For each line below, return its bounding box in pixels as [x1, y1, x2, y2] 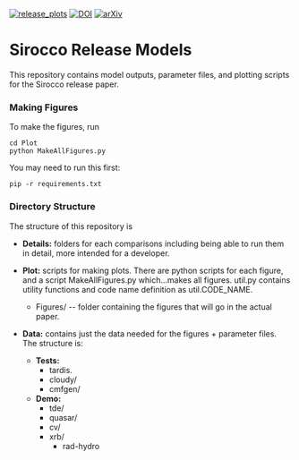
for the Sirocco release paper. [9, 79, 119, 89]
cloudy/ [48, 374, 78, 385]
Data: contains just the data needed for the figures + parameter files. [21, 328, 278, 339]
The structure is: [21, 337, 83, 348]
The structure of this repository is [9, 220, 132, 232]
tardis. [48, 364, 73, 375]
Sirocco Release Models [9, 40, 192, 60]
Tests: [35, 354, 60, 366]
